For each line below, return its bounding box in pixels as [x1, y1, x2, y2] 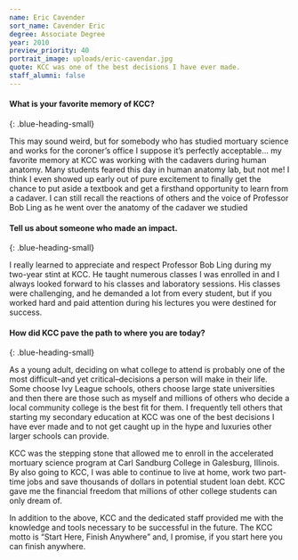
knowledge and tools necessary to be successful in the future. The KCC [9, 523, 273, 533]
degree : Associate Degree [9, 29, 105, 38]
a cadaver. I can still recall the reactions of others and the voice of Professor [9, 193, 289, 203]
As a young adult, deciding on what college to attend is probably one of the [9, 365, 286, 375]
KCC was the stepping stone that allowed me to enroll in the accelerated [9, 448, 274, 459]
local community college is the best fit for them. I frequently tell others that [9, 402, 283, 413]
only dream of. [9, 496, 62, 506]
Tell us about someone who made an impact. [9, 222, 178, 233]
